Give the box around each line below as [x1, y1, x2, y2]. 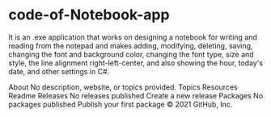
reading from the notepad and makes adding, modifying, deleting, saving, [8, 40, 253, 50]
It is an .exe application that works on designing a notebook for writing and [8, 32, 257, 42]
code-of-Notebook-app [8, 6, 170, 24]
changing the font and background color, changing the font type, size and [8, 49, 254, 59]
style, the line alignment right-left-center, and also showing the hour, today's [8, 58, 264, 68]
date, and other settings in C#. [8, 66, 110, 76]
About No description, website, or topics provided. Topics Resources [8, 82, 238, 92]
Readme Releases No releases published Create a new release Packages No [8, 90, 264, 100]
